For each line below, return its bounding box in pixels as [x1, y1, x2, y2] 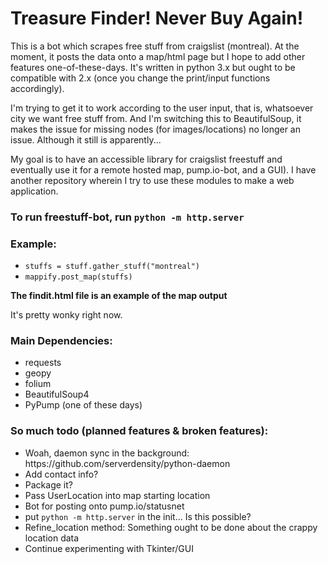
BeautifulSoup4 [24, 388, 90, 401]
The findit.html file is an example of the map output [10, 290, 228, 302]
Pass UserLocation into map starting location [24, 489, 211, 501]
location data [24, 532, 80, 544]
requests [24, 357, 62, 369]
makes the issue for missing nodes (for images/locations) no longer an [10, 123, 301, 135]
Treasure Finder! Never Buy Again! [10, 7, 304, 30]
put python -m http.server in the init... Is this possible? [24, 510, 252, 522]
